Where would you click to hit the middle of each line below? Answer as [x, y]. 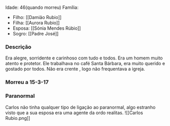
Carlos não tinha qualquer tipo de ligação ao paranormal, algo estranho [80, 107]
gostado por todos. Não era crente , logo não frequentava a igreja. [75, 69]
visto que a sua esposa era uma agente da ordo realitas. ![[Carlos [74, 113]
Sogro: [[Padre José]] [36, 34]
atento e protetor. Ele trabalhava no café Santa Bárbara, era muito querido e [85, 64]
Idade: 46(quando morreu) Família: [42, 7]
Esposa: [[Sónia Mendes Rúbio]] [47, 28]
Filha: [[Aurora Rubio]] [36, 23]
